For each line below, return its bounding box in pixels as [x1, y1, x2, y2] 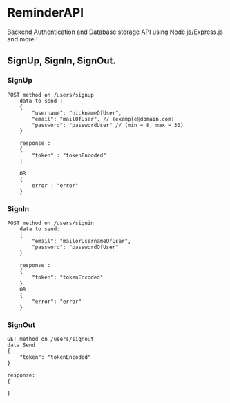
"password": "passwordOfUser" [32, 244, 119, 250]
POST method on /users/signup [7, 91, 95, 98]
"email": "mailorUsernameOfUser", [32, 237, 131, 244]
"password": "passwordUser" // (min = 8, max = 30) [32, 121, 184, 128]
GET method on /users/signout [7, 336, 95, 343]
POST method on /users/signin [7, 219, 95, 226]
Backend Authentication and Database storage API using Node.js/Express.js [7, 28, 223, 36]
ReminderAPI [7, 5, 84, 21]
